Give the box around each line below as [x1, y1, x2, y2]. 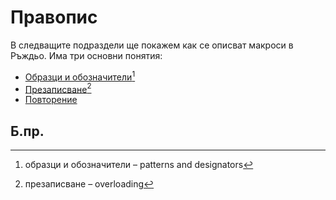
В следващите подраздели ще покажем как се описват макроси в [10, 39, 294, 51]
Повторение [24, 94, 78, 106]
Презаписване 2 [24, 81, 92, 95]
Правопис [10, 6, 98, 29]
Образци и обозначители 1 [24, 69, 136, 83]
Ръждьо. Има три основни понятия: [10, 49, 163, 61]
